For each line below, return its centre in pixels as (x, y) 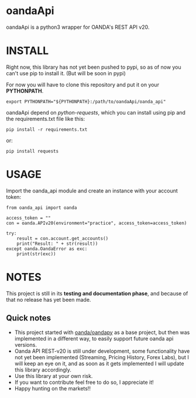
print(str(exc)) (37, 254)
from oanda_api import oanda (42, 208)
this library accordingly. (43, 370)
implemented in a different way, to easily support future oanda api (94, 338)
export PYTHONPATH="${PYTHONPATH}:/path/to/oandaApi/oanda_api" (86, 102)
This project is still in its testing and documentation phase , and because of (97, 293)
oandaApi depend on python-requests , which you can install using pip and (96, 112)
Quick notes (29, 318)
